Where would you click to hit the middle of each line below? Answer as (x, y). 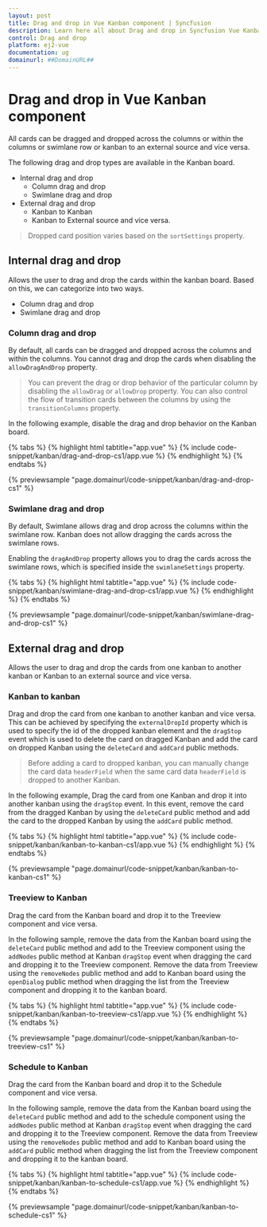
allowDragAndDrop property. (53, 367)
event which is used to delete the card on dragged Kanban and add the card (133, 739)
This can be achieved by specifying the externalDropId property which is (128, 723)
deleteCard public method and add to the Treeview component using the (127, 947)
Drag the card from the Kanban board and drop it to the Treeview (114, 915)
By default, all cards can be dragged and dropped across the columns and (130, 350)
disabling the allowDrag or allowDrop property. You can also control (137, 390)
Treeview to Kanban (48, 898)
